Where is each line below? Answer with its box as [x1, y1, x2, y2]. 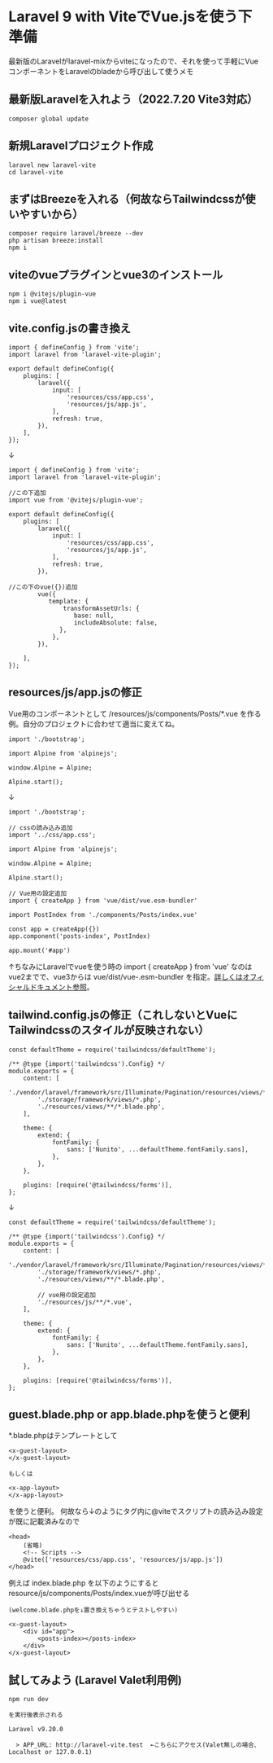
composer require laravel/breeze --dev [8, 230, 144, 238]
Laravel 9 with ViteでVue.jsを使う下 [8, 7, 253, 26]
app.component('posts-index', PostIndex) [8, 932, 151, 941]
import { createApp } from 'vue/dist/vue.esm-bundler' [8, 897, 198, 905]
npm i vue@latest [8, 297, 67, 305]
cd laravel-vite [8, 168, 63, 176]
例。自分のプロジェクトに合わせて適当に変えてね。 [8, 718, 180, 729]
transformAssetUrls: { [63, 604, 140, 612]
